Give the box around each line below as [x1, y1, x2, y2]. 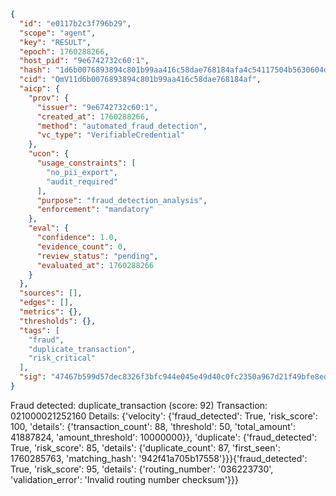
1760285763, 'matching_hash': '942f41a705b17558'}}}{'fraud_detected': [10, 452, 308, 464]
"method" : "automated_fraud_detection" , [36, 121, 208, 131]
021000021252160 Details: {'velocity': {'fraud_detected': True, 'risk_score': [10, 410, 318, 422]
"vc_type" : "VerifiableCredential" [36, 130, 186, 140]
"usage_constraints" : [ [36, 158, 137, 168]
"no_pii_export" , [46, 167, 118, 177]
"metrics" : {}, [19, 307, 83, 317]
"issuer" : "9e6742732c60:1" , [36, 102, 159, 112]
